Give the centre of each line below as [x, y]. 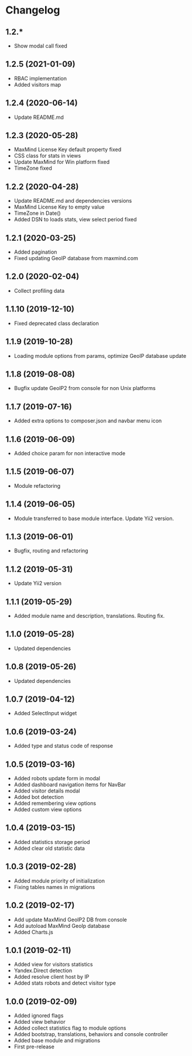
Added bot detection [39, 797]
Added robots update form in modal [57, 778]
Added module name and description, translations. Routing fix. [89, 616]
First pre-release [34, 1047]
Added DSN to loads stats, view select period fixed [75, 220]
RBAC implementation [40, 78]
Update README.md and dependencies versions [73, 201]
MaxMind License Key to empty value [59, 207]
